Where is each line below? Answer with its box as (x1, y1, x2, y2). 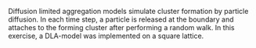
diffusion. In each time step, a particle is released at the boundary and (8, 15, 234, 24)
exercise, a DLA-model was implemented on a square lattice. (8, 31, 204, 40)
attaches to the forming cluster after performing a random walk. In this (8, 23, 235, 32)
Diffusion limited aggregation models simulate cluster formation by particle (8, 7, 249, 15)
